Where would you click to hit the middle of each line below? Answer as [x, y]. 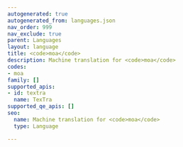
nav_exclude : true [34, 34]
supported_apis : [31, 87]
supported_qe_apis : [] [41, 107]
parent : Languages [34, 40]
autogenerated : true [38, 14]
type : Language [36, 126]
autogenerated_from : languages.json [61, 21]
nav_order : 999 [30, 27]
